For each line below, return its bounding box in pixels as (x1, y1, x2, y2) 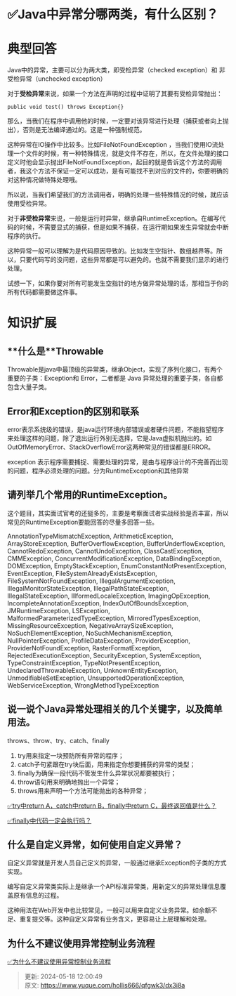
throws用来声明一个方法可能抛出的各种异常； (17, 786, 149, 794)
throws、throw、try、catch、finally (7, 736, 110, 745)
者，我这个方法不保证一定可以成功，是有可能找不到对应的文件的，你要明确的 (7, 166, 229, 176)
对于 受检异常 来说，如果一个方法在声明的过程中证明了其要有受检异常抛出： (7, 89, 223, 98)
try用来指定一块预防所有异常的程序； (17, 751, 124, 759)
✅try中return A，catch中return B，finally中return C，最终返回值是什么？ (7, 801, 217, 810)
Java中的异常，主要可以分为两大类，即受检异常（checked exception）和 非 (7, 66, 226, 74)
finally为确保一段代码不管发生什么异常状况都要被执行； (17, 768, 177, 777)
